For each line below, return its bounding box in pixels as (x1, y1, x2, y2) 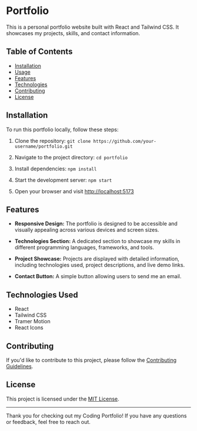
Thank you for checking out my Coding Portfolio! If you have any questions (6, 412, 187, 419)
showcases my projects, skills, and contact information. (6, 29, 141, 36)
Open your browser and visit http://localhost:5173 (14, 187, 134, 194)
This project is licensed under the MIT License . (6, 395, 120, 402)
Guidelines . (6, 363, 33, 370)
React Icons (14, 324, 44, 331)
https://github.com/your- (93, 138, 157, 144)
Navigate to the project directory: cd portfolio (14, 153, 128, 160)
